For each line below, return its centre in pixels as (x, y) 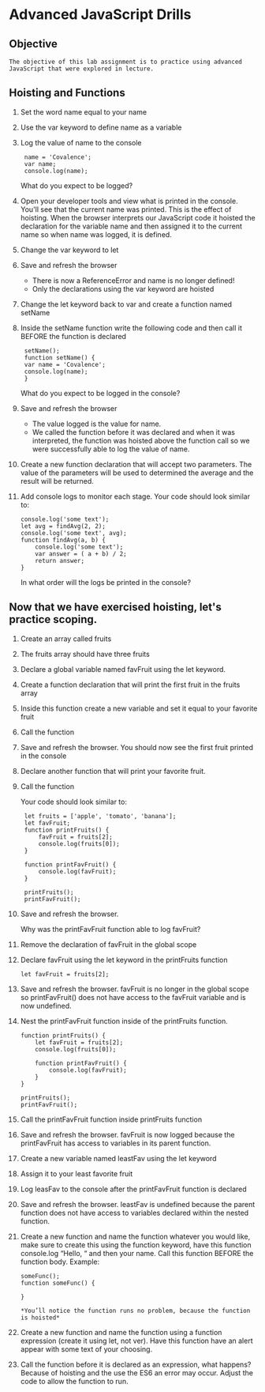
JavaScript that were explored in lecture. (82, 69)
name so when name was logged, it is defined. (96, 234)
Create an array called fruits (66, 639)
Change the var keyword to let (69, 250)
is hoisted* (40, 1318)
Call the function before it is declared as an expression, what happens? (136, 1364)
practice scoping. (53, 619)
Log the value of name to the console (81, 142)
